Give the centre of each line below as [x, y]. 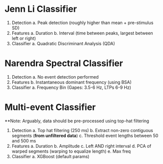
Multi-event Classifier [50, 107]
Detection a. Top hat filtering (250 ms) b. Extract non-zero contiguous [82, 130]
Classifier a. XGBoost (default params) [50, 156]
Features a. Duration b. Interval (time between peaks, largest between [82, 33]
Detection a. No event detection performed [55, 77]
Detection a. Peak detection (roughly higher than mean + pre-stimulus [82, 23]
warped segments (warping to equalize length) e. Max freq [71, 151]
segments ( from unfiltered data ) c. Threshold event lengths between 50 [85, 136]
